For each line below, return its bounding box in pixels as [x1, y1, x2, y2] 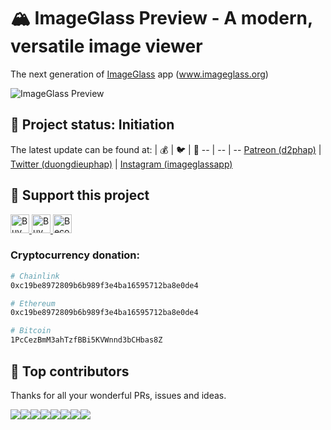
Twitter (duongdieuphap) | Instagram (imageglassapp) [10, 158, 233, 170]
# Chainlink [10, 271, 60, 281]
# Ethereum [10, 298, 56, 309]
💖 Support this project [10, 187, 150, 204]
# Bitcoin [10, 326, 52, 336]
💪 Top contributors [10, 363, 130, 380]
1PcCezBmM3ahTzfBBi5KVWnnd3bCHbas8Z [10, 335, 163, 345]
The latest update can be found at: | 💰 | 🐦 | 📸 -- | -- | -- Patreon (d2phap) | [10, 143, 322, 155]
